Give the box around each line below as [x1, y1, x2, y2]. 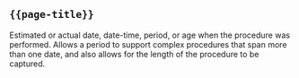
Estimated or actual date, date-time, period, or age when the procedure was [9, 30, 290, 40]
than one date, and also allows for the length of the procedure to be [9, 48, 259, 59]
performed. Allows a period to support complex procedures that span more [9, 39, 287, 49]
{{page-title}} [9, 8, 94, 22]
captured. [9, 58, 46, 69]
